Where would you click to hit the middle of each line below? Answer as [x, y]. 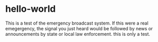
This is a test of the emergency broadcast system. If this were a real [77, 23]
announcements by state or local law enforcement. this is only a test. [78, 34]
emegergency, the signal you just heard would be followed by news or [79, 28]
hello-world [31, 9]
